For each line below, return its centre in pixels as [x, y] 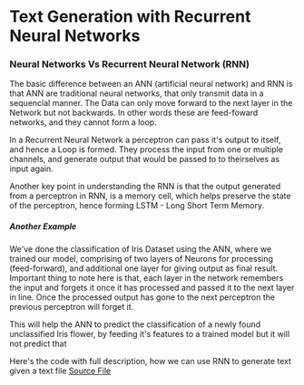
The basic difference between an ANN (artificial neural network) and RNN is [151, 84]
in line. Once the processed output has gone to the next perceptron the [142, 297]
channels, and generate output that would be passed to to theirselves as [144, 159]
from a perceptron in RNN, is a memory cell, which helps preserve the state [150, 196]
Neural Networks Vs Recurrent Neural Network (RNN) [129, 64]
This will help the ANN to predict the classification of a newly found [135, 324]
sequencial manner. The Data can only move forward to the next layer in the [151, 103]
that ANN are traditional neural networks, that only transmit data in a [137, 93]
